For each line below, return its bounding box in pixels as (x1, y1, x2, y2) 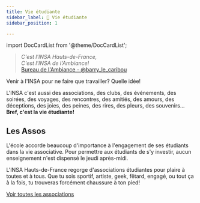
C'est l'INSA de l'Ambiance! (20, 59, 89, 67)
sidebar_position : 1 (6, 20, 58, 26)
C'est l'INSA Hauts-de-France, (20, 53, 97, 61)
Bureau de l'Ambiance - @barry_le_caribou (20, 66, 127, 73)
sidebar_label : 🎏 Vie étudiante (6, 14, 87, 20)
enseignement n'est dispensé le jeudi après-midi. (6, 154, 129, 162)
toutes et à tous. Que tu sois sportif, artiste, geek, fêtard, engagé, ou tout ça (6, 172, 194, 180)
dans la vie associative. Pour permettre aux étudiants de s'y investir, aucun (6, 148, 192, 156)
